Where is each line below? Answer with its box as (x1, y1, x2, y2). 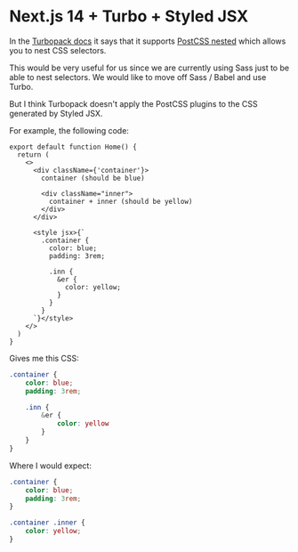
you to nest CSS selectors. (9, 45, 107, 55)
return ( (17, 150, 50, 159)
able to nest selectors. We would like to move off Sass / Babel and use (9, 71, 267, 82)
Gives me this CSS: (9, 353, 80, 363)
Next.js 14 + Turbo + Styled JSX (9, 6, 249, 27)
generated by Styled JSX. (9, 108, 103, 118)
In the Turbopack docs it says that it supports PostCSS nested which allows (9, 36, 286, 46)
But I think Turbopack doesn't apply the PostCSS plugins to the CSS (9, 98, 258, 109)
